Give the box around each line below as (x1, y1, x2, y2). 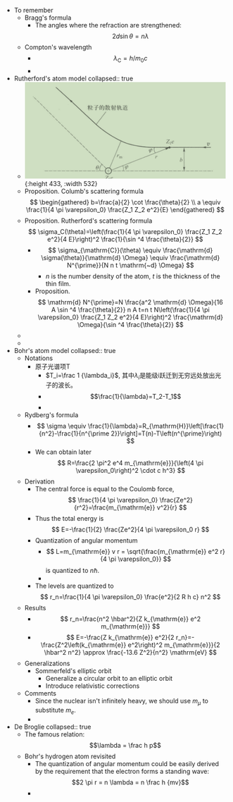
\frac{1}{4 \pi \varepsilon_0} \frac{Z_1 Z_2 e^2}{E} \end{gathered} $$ (25, 205, 225, 214)
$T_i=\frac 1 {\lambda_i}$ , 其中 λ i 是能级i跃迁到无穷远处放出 (45, 371, 215, 381)
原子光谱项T (34, 362, 70, 371)
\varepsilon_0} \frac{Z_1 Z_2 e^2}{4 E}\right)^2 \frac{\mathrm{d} (37, 313, 224, 321)
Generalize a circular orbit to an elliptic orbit (45, 674, 173, 683)
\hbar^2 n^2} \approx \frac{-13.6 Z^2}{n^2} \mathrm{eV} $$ (44, 648, 217, 657)
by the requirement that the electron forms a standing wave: (34, 767, 210, 776)
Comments (24, 689, 57, 698)
